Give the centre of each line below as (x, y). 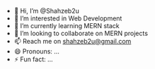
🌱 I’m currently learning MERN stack (67, 26)
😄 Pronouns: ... (37, 51)
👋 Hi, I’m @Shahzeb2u (47, 11)
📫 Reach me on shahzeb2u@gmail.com (73, 41)
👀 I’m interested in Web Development (68, 18)
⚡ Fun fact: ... (33, 59)
